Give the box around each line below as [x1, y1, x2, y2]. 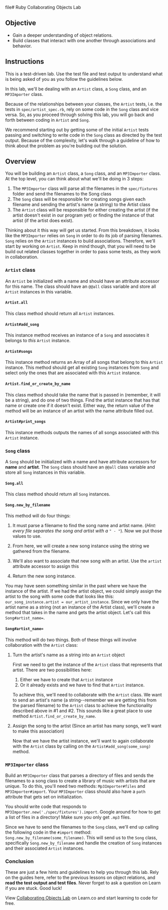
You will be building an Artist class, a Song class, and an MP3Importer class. [5, 170, 161, 176]
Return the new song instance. [12, 573, 76, 579]
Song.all [5, 481, 24, 486]
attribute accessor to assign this [12, 563, 79, 569]
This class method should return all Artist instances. [5, 310, 115, 316]
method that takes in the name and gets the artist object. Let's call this [5, 610, 150, 616]
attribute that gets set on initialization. [5, 793, 83, 799]
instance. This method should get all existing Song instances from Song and [5, 364, 159, 371]
